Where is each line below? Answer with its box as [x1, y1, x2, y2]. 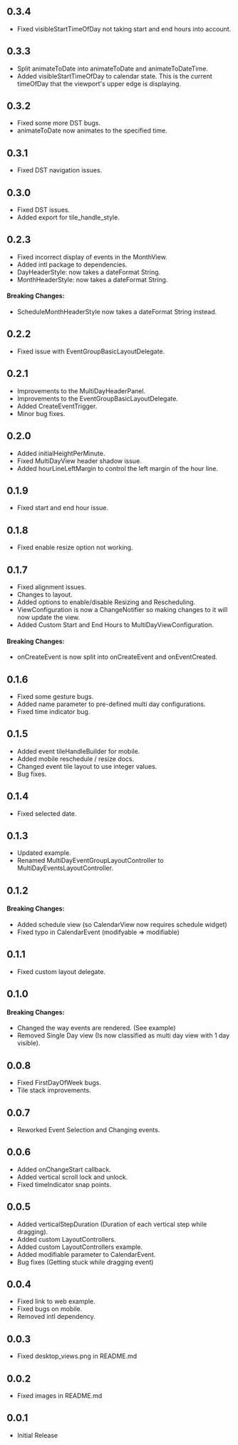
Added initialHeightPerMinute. [16, 449, 105, 457]
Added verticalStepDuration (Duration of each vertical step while [16, 1220, 207, 1228]
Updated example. [16, 849, 72, 857]
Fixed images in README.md [16, 1392, 103, 1400]
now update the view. [16, 613, 81, 621]
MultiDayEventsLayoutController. [16, 864, 113, 872]
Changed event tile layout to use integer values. [16, 762, 157, 770]
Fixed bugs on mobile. [16, 1305, 83, 1313]
